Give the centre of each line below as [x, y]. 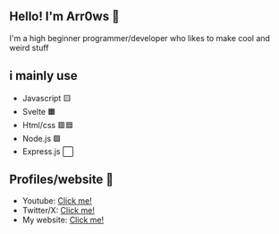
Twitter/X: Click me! [59, 211]
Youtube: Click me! [57, 201]
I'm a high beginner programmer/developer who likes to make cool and [140, 38]
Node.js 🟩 [42, 138]
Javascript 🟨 [46, 98]
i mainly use [43, 76]
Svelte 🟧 [39, 111]
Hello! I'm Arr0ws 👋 [65, 17]
